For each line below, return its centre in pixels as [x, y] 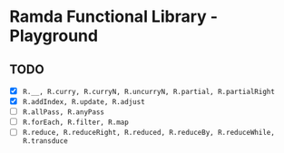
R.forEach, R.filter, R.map [75, 123]
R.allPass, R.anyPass [63, 112]
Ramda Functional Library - [114, 17]
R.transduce [45, 141]
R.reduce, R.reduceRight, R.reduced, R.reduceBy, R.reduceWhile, [148, 133]
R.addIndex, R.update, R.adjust [83, 102]
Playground [54, 36]
